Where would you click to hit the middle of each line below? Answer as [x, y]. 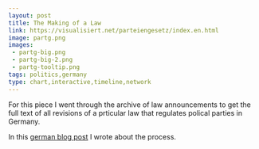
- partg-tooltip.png [46, 67]
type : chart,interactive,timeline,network [80, 82]
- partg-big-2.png [42, 60]
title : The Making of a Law [55, 23]
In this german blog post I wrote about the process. [92, 136]
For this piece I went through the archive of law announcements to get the [129, 105]
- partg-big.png [39, 52]
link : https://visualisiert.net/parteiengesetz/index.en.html [114, 30]
